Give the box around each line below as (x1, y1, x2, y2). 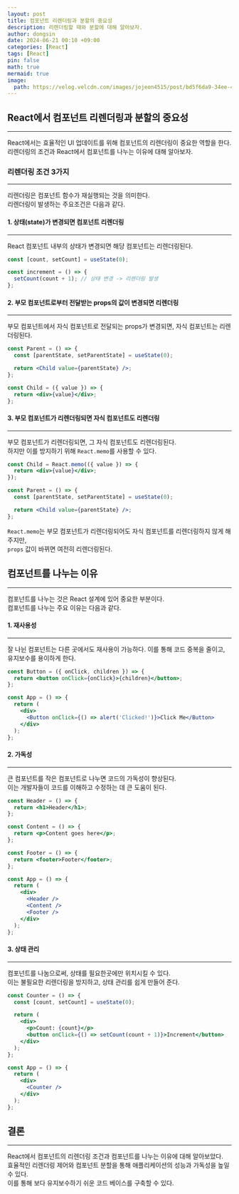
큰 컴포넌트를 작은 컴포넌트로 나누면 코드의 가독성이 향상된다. (7, 774, 176, 783)
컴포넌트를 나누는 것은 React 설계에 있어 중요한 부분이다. (7, 595, 165, 603)
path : (14, 83, 31, 91)
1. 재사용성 (7, 621, 37, 629)
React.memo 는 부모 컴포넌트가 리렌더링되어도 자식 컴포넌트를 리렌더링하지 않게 (7, 527, 224, 535)
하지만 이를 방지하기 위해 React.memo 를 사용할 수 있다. (7, 446, 157, 455)
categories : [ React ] (7, 43, 69, 51)
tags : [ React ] (7, 51, 50, 58)
